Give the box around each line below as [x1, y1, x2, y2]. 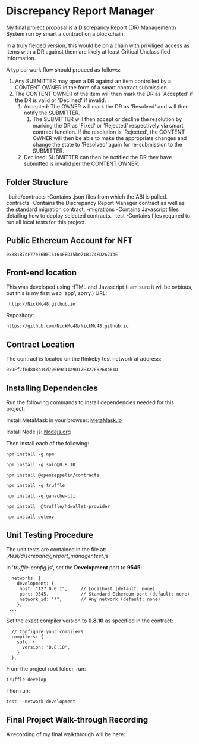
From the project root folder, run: [6, 665, 86, 672]
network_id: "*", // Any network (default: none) [19, 596, 161, 602]
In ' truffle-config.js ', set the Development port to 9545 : [6, 563, 143, 571]
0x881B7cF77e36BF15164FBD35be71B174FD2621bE [6, 252, 118, 258]
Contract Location [6, 339, 75, 349]
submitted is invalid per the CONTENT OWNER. [23, 160, 140, 167]
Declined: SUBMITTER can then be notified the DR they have [23, 153, 172, 160]
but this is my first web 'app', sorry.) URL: [6, 290, 108, 297]
